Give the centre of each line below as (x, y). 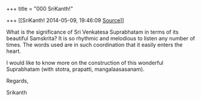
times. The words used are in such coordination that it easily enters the (94, 45)
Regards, (18, 81)
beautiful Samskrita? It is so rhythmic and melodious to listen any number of (101, 38)
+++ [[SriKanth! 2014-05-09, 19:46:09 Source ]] (65, 20)
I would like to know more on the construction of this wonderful (85, 63)
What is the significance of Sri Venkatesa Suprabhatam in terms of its (93, 32)
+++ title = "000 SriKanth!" (40, 9)
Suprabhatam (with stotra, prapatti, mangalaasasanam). (75, 69)
